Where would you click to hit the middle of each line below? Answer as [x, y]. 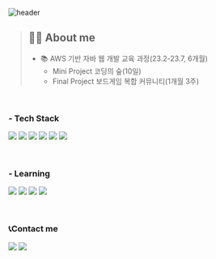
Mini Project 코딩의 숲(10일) [97, 71]
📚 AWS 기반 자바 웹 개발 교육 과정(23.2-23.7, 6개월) [124, 58]
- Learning [30, 174]
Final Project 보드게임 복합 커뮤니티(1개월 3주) [126, 81]
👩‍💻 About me [61, 38]
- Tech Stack [34, 118]
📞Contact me [33, 229]
